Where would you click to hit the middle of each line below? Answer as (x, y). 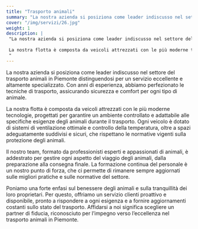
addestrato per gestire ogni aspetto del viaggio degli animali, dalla (86, 158)
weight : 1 (18, 28)
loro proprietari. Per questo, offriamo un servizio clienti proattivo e (86, 194)
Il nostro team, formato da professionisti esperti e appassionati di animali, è (97, 152)
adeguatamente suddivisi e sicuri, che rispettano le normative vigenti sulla (96, 134)
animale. (16, 97)
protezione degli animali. (36, 140)
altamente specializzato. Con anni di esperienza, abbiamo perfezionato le (95, 85)
